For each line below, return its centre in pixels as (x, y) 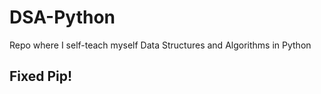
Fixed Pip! (41, 76)
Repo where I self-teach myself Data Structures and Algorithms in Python (160, 45)
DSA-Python (62, 17)
